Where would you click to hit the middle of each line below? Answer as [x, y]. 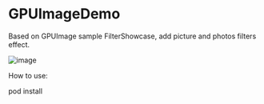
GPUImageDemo [64, 14]
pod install [25, 91]
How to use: [28, 75]
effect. [19, 44]
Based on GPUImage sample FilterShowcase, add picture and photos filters [132, 36]
